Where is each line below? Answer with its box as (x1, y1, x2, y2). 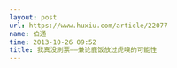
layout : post (9, 12, 58, 22)
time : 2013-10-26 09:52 (9, 37, 97, 47)
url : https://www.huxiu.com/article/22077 (9, 21, 168, 30)
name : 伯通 (9, 29, 47, 38)
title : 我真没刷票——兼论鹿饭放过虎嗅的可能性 (9, 46, 158, 55)
